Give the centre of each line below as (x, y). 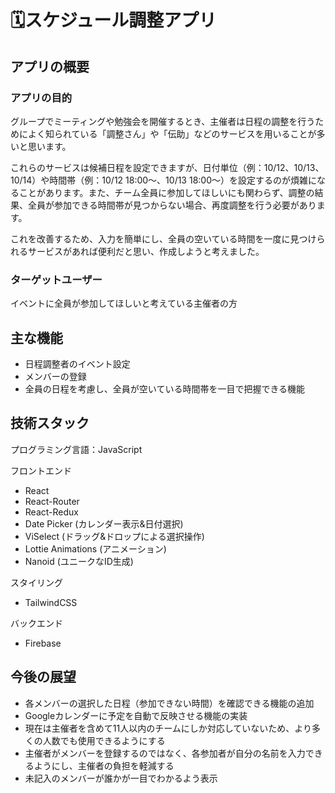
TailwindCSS (51, 602)
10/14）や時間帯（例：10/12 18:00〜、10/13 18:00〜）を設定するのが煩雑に (164, 180)
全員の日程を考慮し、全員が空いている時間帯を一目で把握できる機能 (165, 388)
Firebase (43, 643)
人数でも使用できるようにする (104, 740)
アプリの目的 (41, 98)
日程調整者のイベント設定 (77, 363)
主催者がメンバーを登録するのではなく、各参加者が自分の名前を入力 (165, 753)
